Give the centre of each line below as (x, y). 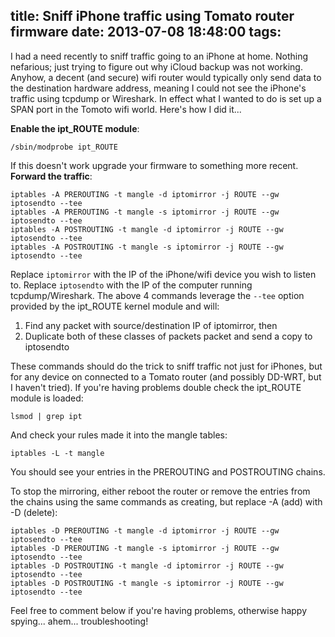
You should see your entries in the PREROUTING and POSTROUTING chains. (168, 471)
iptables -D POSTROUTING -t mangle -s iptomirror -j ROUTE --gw (147, 583)
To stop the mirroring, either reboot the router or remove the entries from (160, 491)
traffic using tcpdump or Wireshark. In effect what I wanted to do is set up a (166, 98)
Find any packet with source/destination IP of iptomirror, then (151, 325)
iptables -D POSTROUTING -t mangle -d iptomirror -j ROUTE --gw (147, 565)
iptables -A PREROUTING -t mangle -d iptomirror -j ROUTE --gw (145, 194)
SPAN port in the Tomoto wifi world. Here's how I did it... (126, 109)
